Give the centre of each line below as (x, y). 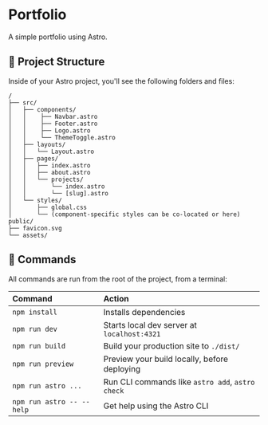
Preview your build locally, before (166, 359)
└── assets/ (28, 235)
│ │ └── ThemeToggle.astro (62, 137)
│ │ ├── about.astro (49, 172)
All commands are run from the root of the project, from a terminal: (118, 279)
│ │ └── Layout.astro (51, 152)
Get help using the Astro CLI (156, 406)
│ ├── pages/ (33, 158)
